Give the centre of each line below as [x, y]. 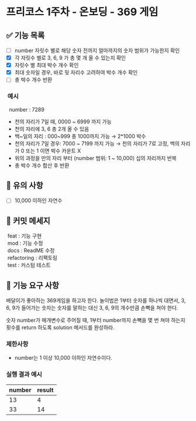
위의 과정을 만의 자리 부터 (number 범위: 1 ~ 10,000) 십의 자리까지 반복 [95, 158]
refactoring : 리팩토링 [32, 258]
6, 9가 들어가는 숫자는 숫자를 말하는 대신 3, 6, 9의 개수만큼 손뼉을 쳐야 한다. [92, 308]
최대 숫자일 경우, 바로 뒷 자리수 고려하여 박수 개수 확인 [76, 72]
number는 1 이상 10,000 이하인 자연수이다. [63, 358]
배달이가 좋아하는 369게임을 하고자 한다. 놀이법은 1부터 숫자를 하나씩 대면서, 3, [96, 301]
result [45, 390]
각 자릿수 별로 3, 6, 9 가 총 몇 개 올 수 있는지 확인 [70, 58]
